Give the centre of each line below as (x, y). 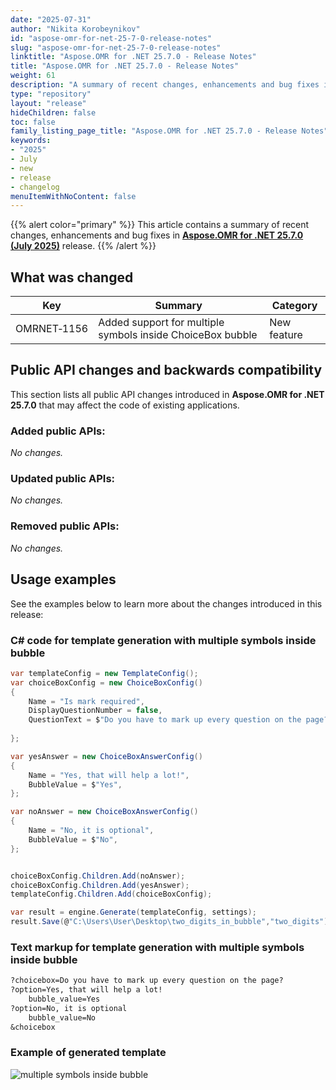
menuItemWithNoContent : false (73, 196)
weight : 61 (33, 76)
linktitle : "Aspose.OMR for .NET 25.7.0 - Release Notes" (133, 57)
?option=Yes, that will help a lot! (86, 990)
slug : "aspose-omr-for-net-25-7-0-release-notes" (116, 47)
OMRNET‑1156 (52, 329)
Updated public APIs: (63, 479)
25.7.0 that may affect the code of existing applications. (125, 405)
